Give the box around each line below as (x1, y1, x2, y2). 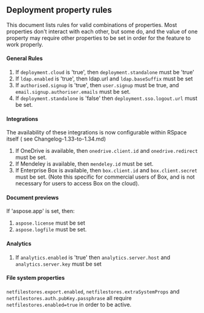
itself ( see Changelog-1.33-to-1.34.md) (6, 135, 106, 143)
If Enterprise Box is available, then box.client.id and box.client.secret (15, 167, 198, 174)
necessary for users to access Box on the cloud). (15, 180, 140, 187)
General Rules (6, 55, 43, 62)
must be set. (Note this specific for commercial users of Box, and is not (15, 173, 195, 180)
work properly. (6, 41, 43, 48)
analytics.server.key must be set (15, 260, 102, 268)
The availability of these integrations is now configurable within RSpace (6, 129, 187, 136)
